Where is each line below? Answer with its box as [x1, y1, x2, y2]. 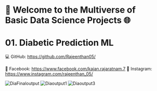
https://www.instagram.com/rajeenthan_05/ [5, 71, 93, 77]
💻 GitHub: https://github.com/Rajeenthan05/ [5, 54, 96, 60]
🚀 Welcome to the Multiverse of [5, 4, 136, 16]
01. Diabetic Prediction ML [5, 37, 114, 48]
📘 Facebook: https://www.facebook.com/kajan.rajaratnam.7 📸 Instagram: [5, 66, 153, 72]
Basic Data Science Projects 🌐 [5, 15, 131, 26]
